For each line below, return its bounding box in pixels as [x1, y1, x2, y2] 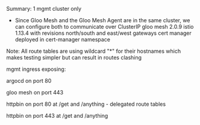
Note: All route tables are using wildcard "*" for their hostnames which [6, 47, 181, 55]
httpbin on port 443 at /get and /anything [6, 112, 108, 119]
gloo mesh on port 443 [6, 89, 64, 96]
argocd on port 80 [6, 78, 52, 84]
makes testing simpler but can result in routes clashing [6, 54, 142, 61]
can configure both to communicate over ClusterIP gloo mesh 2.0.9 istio [14, 23, 194, 30]
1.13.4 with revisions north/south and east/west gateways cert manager [14, 29, 192, 37]
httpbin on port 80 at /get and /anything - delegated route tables [6, 100, 166, 108]
